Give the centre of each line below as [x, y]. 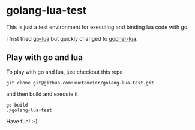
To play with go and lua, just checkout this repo [64, 72]
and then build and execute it [42, 94]
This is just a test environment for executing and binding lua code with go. [97, 27]
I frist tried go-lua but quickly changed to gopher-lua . [72, 38]
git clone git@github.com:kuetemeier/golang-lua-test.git [80, 83]
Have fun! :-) [22, 121]
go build [17, 105]
